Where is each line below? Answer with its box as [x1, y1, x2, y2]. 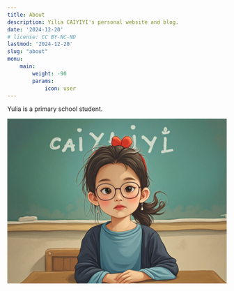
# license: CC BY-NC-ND [7, 33, 77, 40]
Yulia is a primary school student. [7, 105, 103, 113]
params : [32, 77, 54, 84]
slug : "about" [7, 48, 49, 55]
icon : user [44, 84, 77, 92]
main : [19, 63, 36, 70]
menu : [7, 56, 23, 63]
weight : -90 [32, 70, 68, 77]
